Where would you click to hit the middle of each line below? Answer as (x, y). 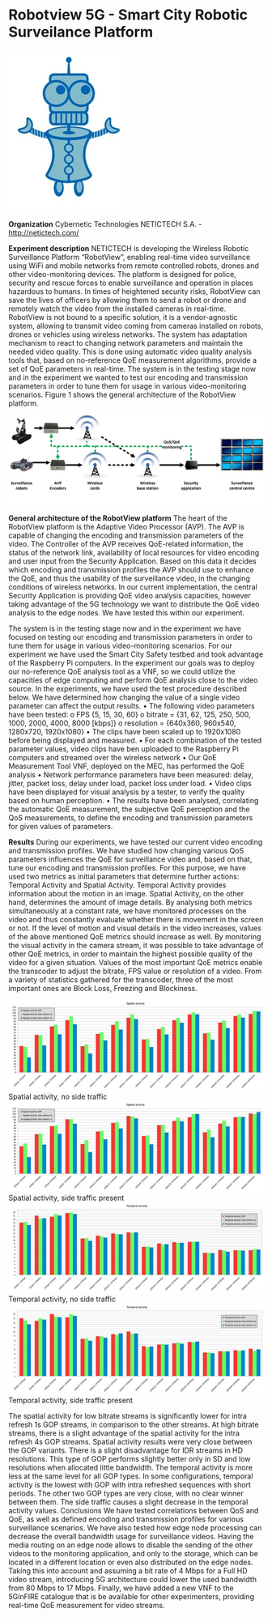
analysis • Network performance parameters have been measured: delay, (131, 775)
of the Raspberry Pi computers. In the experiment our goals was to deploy (132, 663)
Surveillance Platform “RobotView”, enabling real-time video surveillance (130, 257)
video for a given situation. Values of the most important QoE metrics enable (136, 963)
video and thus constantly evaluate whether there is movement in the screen (136, 920)
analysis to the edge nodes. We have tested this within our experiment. (127, 613)
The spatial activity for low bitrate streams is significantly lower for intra (127, 1416)
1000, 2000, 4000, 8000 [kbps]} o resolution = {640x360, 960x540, (122, 723)
